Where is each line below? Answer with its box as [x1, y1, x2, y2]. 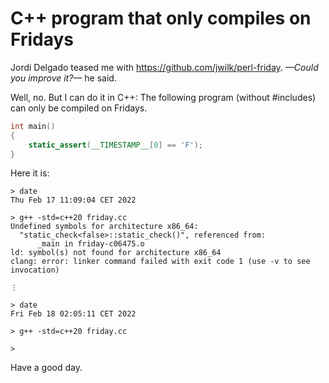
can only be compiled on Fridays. [10, 102, 148, 114]
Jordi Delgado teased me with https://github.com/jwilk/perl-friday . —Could [10, 61, 319, 73]
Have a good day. [10, 362, 83, 374]
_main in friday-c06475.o [36, 239, 145, 249]
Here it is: [10, 167, 50, 179]
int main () [10, 121, 56, 131]
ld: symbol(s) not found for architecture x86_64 [10, 248, 222, 258]
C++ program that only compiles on [10, 7, 312, 30]
